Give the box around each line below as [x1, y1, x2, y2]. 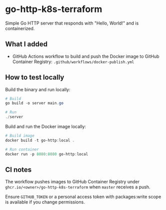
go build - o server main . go [5, 101, 64, 106]
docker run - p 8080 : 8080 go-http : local [5, 151, 88, 156]
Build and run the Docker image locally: [5, 124, 86, 130]
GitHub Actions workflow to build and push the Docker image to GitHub [12, 53, 159, 59]
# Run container [5, 147, 39, 152]
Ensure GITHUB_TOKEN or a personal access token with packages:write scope [5, 194, 161, 200]
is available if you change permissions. [5, 199, 85, 205]
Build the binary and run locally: [5, 86, 71, 92]
